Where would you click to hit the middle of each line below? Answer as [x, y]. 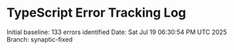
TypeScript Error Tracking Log [97, 13]
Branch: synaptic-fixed [40, 39]
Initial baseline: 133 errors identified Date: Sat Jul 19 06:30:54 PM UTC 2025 [117, 32]
